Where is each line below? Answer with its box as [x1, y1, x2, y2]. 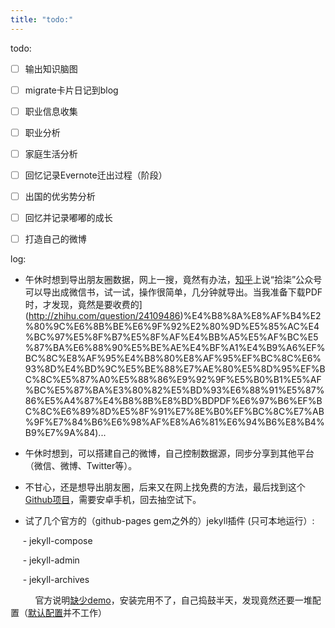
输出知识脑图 [24, 62, 78, 75]
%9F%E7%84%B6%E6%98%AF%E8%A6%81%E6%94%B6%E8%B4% [24, 416, 325, 428]
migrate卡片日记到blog [24, 84, 119, 96]
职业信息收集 [24, 105, 78, 117]
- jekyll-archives [22, 574, 90, 586]
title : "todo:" [10, 14, 74, 25]
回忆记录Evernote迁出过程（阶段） [24, 169, 168, 181]
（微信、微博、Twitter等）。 [24, 460, 138, 472]
